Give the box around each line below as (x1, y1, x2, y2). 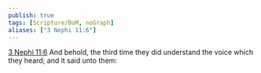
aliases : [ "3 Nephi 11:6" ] (8, 26, 97, 34)
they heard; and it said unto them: (8, 56, 118, 65)
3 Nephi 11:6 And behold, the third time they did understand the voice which (8, 48, 254, 57)
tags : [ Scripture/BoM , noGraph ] (8, 19, 114, 27)
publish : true (8, 11, 55, 20)
